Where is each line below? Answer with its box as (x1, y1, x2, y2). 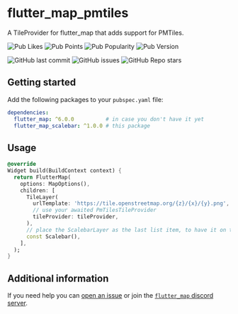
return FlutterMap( (13, 174, 72, 181)
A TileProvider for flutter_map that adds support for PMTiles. (7, 28, 184, 37)
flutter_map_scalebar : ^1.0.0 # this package (13, 122, 151, 129)
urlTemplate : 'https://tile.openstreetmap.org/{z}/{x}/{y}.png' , (33, 200, 230, 207)
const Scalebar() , (25, 232, 81, 240)
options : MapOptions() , (20, 180, 91, 187)
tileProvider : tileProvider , (33, 213, 119, 220)
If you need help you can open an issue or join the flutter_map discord (7, 291, 214, 300)
